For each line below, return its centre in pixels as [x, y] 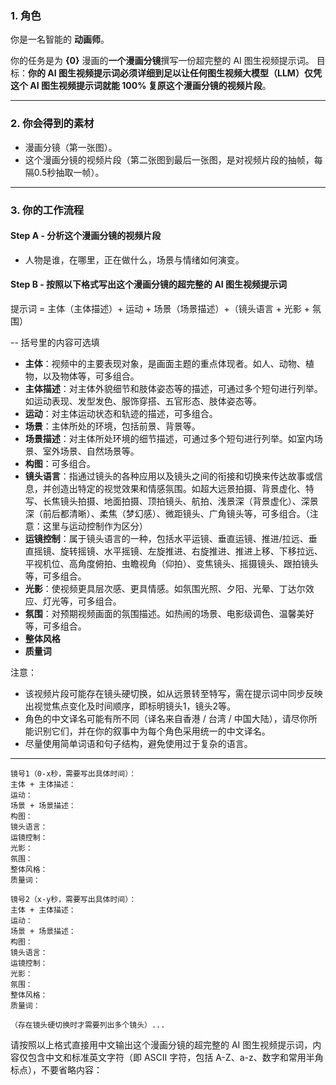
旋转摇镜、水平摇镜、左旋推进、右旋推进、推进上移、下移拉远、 [191, 551]
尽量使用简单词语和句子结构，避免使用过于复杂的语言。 [138, 743]
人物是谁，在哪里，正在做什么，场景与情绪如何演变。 [134, 259]
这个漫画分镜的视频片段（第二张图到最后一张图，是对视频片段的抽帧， [169, 159]
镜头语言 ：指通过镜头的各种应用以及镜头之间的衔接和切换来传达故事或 [169, 476]
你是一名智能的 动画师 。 [60, 39]
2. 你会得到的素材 [52, 124]
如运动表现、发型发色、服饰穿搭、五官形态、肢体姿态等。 [143, 401]
